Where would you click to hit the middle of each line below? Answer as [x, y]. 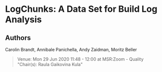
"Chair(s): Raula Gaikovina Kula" [50, 64]
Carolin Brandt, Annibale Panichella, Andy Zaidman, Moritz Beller [71, 50]
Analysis [23, 19]
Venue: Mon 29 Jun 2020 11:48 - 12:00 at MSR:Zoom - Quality [81, 59]
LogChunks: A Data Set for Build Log [81, 9]
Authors [18, 38]
